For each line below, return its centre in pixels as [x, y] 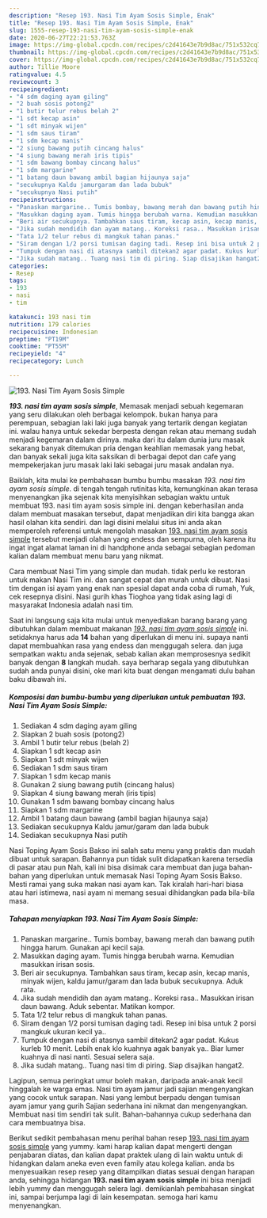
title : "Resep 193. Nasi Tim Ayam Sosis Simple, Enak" [101, 23]
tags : [18, 281]
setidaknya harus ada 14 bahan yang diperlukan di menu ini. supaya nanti [129, 637]
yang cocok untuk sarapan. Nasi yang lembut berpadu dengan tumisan [125, 1097]
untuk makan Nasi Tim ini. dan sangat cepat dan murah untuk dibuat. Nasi [130, 580]
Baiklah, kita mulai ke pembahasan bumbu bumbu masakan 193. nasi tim [127, 480]
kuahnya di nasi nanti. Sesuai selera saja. [88, 1056]
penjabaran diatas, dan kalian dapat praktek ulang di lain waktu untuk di [126, 1155]
